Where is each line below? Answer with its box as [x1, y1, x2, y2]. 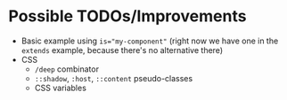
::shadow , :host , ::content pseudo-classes [34, 73, 193, 83]
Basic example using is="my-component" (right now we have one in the [20, 35, 279, 46]
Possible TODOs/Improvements [8, 6, 247, 27]
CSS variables [34, 82, 86, 93]
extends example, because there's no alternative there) [20, 44, 224, 55]
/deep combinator [34, 64, 100, 74]
